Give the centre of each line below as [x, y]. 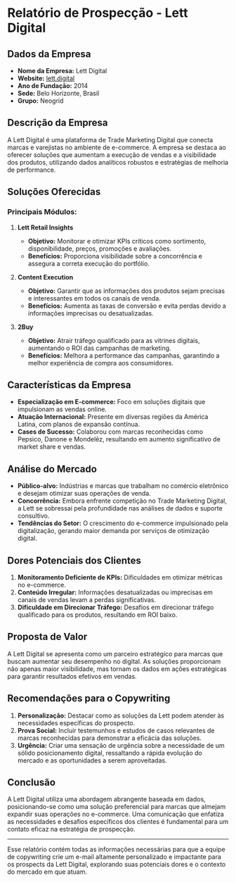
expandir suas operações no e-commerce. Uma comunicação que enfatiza [116, 814]
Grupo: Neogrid [40, 101]
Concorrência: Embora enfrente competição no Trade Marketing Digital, [122, 501]
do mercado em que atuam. [47, 872]
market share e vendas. [52, 447]
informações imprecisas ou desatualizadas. [91, 313]
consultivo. [33, 516]
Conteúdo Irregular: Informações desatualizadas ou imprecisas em [115, 592]
